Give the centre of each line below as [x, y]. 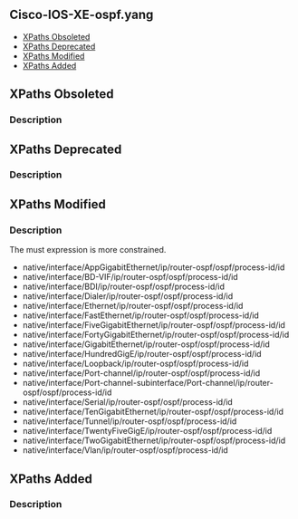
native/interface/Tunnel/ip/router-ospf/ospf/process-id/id [130, 421]
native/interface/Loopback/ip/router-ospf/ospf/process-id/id [135, 364]
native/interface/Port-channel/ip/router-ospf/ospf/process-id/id [141, 373]
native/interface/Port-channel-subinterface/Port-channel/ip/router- [148, 383]
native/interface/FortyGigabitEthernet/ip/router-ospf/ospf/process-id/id [156, 335]
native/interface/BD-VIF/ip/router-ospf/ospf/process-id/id [130, 277]
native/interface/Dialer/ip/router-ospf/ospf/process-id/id [128, 296]
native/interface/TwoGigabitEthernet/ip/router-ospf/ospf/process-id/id [154, 441]
